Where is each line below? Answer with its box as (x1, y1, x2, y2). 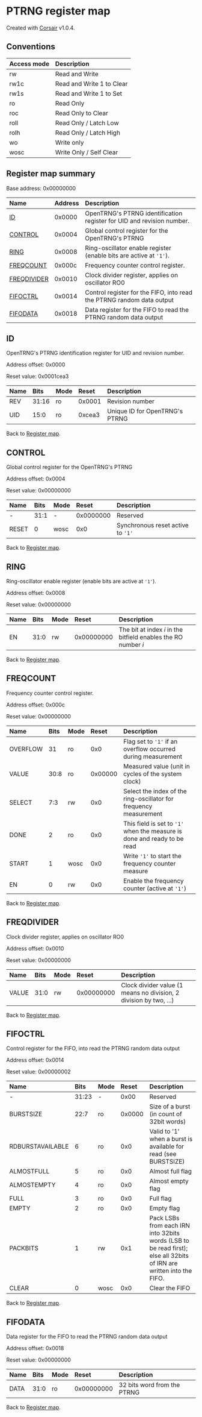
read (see (149, 1150, 177, 1158)
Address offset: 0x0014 (6, 1057, 64, 1064)
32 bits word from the (118, 1381, 180, 1389)
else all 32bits (149, 1252, 189, 1260)
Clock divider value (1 (121, 981, 183, 989)
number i (118, 641, 144, 649)
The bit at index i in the (118, 626, 183, 633)
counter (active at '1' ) (123, 884, 186, 893)
